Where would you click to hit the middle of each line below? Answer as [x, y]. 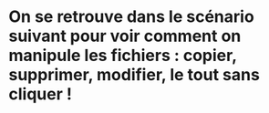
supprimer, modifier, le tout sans [134, 75]
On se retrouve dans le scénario [131, 17]
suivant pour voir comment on [125, 36]
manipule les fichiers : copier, [123, 56]
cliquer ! [40, 94]
